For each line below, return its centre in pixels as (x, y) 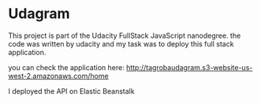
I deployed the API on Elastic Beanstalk (72, 91)
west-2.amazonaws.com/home (58, 76)
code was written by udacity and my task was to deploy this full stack (121, 43)
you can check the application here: (66, 67)
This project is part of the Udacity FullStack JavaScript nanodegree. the (125, 35)
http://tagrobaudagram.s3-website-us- (189, 67)
